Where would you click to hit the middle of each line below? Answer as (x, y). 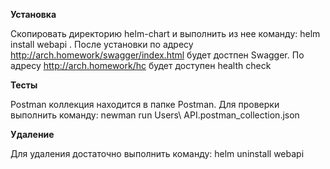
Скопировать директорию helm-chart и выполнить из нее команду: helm (165, 33)
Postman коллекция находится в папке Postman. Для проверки (145, 104)
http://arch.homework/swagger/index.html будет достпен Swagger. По (157, 55)
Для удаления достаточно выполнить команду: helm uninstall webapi (157, 153)
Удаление (32, 134)
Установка (33, 14)
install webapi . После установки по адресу (102, 44)
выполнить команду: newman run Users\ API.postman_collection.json (155, 115)
